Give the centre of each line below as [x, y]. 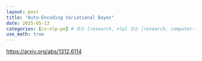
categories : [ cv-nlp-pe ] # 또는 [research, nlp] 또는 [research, [87, 29]
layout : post [23, 12]
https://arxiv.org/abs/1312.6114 [44, 51]
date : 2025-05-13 [28, 23]
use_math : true [25, 34]
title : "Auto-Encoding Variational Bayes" [60, 18]
